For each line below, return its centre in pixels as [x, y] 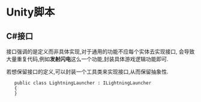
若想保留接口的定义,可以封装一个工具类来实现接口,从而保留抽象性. [88, 72]
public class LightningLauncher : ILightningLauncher [83, 83]
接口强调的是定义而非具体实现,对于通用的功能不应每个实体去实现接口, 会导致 [100, 52]
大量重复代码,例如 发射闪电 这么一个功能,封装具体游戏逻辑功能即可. [88, 59]
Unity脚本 [31, 12]
